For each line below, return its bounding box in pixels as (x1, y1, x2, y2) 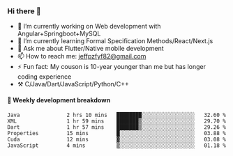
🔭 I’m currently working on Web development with (17, 22, 162, 31)
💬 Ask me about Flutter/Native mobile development (17, 45, 164, 53)
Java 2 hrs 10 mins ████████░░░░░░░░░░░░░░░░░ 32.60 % (7, 111, 227, 118)
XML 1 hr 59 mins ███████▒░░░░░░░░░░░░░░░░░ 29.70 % (7, 118, 227, 125)
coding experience (17, 72, 72, 81)
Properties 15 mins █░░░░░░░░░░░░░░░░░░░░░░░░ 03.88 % (7, 130, 227, 136)
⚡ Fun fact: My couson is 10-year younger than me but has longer (17, 63, 206, 71)
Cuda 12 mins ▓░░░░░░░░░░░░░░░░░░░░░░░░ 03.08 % (7, 136, 227, 143)
